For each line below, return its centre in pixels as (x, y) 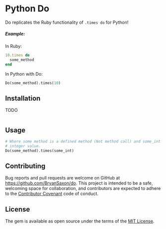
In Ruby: (14, 46)
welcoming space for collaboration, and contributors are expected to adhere (83, 188)
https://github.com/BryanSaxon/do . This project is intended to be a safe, (79, 183)
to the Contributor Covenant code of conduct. (52, 194)
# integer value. (23, 146)
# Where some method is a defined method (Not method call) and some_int (83, 141)
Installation (23, 98)
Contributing (25, 166)
